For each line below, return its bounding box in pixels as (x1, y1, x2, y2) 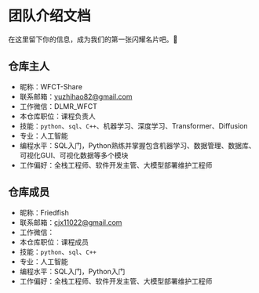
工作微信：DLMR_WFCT (19, 101, 98, 110)
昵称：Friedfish (19, 208, 69, 217)
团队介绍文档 (8, 7, 92, 25)
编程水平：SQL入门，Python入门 (19, 266, 126, 276)
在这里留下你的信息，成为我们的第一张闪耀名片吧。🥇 (8, 34, 178, 44)
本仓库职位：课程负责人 (19, 111, 96, 121)
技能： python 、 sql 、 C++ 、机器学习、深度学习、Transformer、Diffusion (19, 121, 249, 130)
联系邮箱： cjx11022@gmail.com (19, 217, 122, 227)
